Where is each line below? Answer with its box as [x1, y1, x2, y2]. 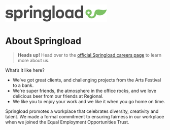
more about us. [17, 57, 50, 63]
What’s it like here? [5, 67, 45, 73]
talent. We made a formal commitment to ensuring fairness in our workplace [5, 113, 164, 119]
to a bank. [12, 82, 34, 88]
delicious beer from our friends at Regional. [12, 93, 104, 99]
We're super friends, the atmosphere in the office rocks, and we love [12, 88, 156, 94]
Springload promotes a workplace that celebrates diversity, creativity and [5, 108, 159, 114]
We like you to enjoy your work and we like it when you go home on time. [12, 98, 165, 104]
